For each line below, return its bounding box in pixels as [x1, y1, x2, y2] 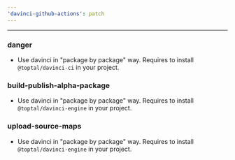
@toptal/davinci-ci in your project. [17, 63, 120, 71]
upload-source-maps [7, 122, 82, 131]
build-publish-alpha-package [7, 80, 111, 90]
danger [7, 40, 33, 50]
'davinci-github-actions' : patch [7, 10, 105, 17]
